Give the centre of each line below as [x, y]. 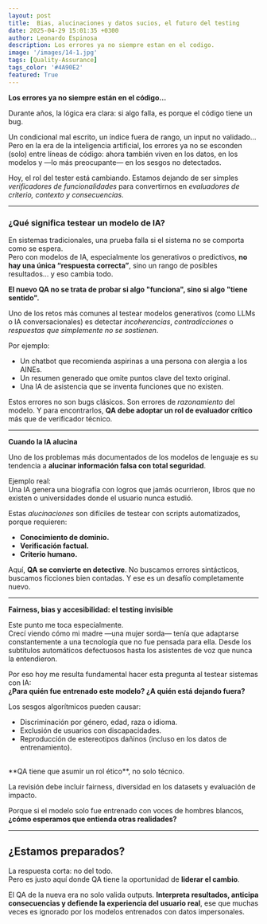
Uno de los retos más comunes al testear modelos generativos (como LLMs [132, 313]
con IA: [20, 683]
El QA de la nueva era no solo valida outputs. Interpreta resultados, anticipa [133, 895]
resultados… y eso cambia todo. [61, 274]
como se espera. [36, 249]
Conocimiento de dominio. [64, 537]
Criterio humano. [48, 554]
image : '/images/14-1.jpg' [53, 53]
